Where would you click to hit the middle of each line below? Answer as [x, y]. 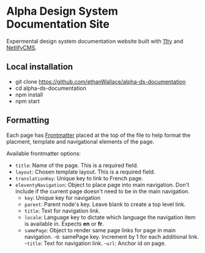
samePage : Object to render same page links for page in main [100, 230]
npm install [29, 94]
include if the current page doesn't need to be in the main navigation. [102, 191]
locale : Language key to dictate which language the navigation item [110, 217]
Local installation [40, 67]
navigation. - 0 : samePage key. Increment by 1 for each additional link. [111, 237]
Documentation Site [58, 24]
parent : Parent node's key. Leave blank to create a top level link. [105, 204]
